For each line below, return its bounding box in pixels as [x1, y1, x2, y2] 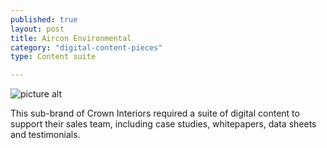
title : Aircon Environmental [10, 33, 132, 43]
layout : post [10, 24, 65, 34]
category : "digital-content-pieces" [10, 42, 163, 53]
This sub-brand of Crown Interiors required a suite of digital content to [10, 107, 300, 120]
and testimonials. [10, 129, 81, 141]
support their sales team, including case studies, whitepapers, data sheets [10, 118, 317, 130]
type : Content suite [10, 52, 97, 62]
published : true [10, 14, 78, 25]
